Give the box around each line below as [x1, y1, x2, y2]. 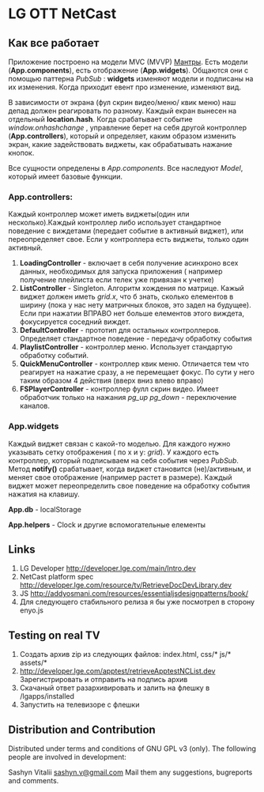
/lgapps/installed [19, 692, 75, 701]
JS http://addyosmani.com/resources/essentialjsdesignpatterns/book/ [19, 589, 249, 598]
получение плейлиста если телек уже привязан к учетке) [19, 275, 215, 285]
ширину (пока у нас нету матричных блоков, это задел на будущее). [19, 300, 251, 310]
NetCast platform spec [19, 572, 94, 582]
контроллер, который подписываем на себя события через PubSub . [8, 455, 239, 465]
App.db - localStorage [8, 504, 81, 514]
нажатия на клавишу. [8, 489, 81, 499]
